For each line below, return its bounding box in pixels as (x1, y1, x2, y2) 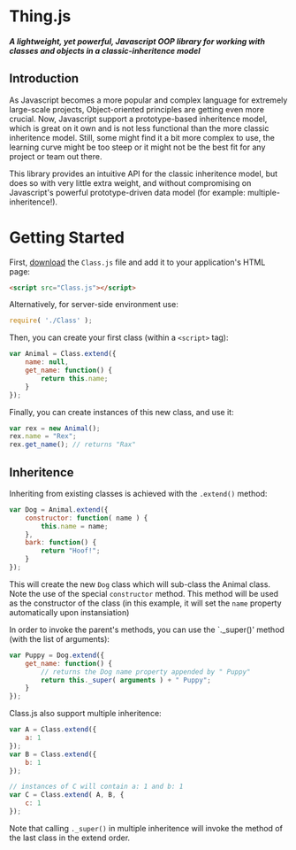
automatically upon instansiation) (9, 607, 130, 617)
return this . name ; (41, 374, 109, 382)
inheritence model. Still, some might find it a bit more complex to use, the (9, 132, 276, 143)
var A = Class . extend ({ (9, 725, 97, 734)
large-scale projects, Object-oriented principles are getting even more (9, 104, 265, 114)
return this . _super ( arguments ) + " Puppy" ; (41, 676, 212, 684)
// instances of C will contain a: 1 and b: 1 (9, 782, 184, 792)
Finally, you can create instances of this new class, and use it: (9, 406, 234, 417)
